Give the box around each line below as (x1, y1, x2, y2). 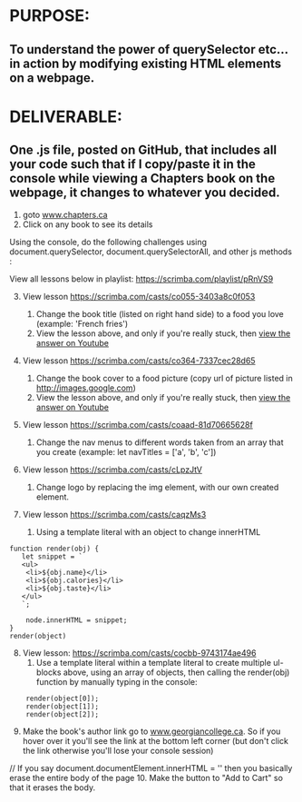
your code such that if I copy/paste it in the (9, 156, 256, 173)
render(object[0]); (25, 694, 100, 703)
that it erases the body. (9, 782, 96, 793)
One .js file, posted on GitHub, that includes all (9, 143, 278, 158)
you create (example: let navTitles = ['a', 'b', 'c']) (35, 446, 217, 457)
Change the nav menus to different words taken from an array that (35, 437, 284, 448)
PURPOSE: (9, 5, 91, 26)
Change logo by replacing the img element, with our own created (35, 481, 279, 492)
